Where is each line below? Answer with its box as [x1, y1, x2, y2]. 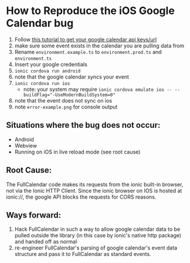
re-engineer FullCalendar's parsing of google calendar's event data [14, 244, 178, 251]
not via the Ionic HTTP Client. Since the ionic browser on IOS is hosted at [6, 187, 182, 194]
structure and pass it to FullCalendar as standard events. [14, 251, 151, 258]
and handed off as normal [14, 238, 77, 245]
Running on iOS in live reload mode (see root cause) [14, 148, 141, 155]
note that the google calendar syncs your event [14, 73, 129, 80]
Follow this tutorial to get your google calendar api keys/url [14, 36, 157, 43]
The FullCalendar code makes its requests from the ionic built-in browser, [6, 180, 184, 188]
